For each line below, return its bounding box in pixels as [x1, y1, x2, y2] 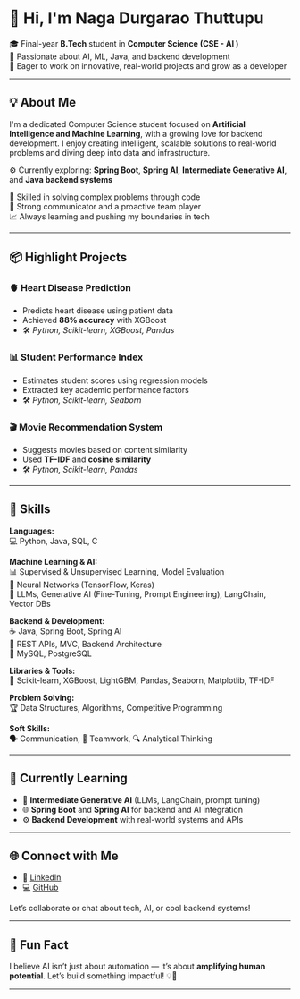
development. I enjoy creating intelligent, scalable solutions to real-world [9, 138, 277, 149]
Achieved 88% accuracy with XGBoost [21, 315, 167, 326]
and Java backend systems [9, 174, 113, 184]
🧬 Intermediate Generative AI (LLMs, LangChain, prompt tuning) [21, 794, 261, 805]
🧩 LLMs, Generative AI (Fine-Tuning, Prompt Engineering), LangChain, [9, 588, 266, 599]
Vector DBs [9, 598, 51, 609]
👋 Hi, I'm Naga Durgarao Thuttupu [9, 8, 265, 29]
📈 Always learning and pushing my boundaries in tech [9, 210, 210, 222]
